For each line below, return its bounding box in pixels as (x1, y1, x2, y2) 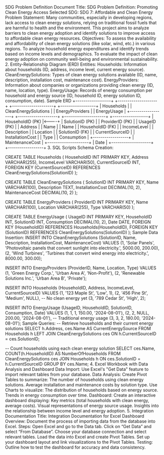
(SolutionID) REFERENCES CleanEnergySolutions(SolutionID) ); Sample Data (5, 230, 158, 235)
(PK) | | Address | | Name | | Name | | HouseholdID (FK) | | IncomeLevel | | (5, 124, 154, 129)
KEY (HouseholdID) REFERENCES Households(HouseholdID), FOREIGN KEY (5, 224, 158, 230)
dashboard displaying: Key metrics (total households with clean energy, (5, 398, 149, 403)
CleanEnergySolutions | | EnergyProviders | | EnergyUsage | (5, 108, 126, 114)
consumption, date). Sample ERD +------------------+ (5, 98, 114, 103)
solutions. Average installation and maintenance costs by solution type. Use (5, 382, 158, 387)
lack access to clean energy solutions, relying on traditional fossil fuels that (5, 20, 157, 25)
